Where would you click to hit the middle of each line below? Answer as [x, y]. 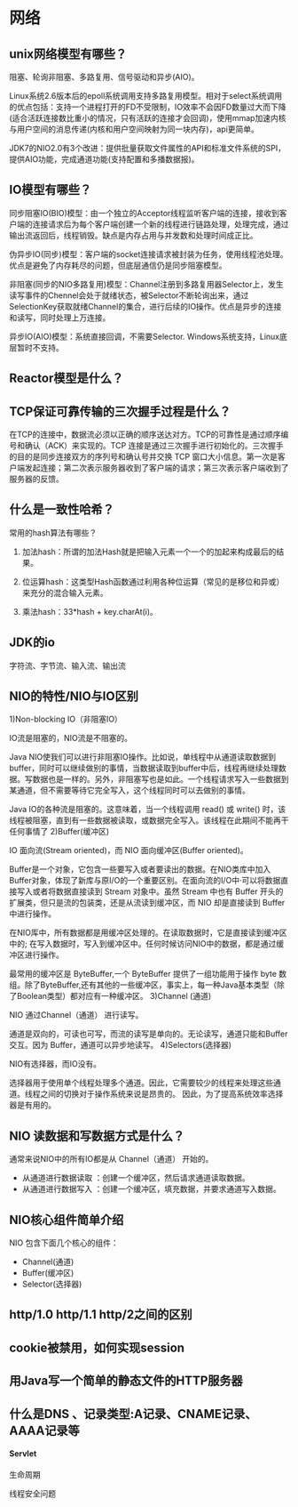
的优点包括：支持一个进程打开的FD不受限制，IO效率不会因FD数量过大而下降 [148, 107]
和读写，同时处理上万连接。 [60, 318]
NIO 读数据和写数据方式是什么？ [97, 1136]
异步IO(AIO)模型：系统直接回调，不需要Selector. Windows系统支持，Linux [145, 336]
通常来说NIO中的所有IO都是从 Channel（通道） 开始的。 [111, 1159]
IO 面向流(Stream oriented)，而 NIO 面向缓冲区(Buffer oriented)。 [129, 850]
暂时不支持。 [40, 347]
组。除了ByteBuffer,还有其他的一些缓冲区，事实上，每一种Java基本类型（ [143, 985]
